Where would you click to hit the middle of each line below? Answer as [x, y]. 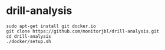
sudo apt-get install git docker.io [51, 26]
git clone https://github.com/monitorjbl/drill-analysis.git [83, 31]
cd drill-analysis [29, 36]
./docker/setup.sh [29, 41]
